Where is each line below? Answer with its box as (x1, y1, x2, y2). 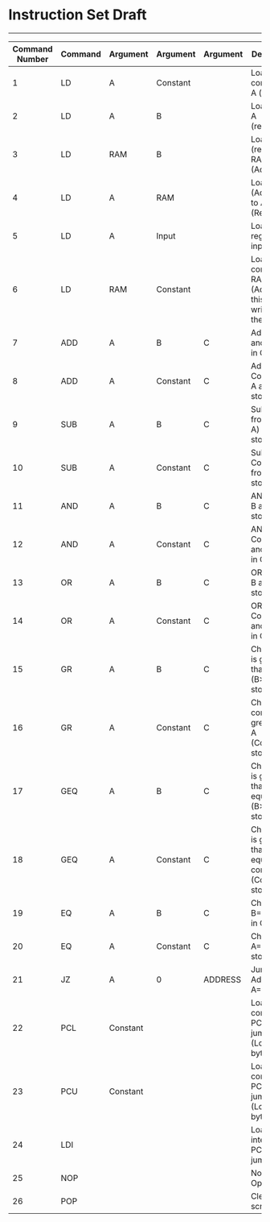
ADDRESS (203, 974, 242, 985)
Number (16, 53, 49, 64)
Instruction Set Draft (8, 6, 147, 24)
